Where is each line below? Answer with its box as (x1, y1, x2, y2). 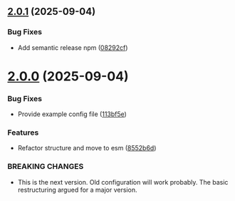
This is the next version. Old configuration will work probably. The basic (17, 177, 229, 186)
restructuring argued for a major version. (17, 185, 137, 194)
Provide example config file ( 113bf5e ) (17, 110, 127, 118)
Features (7, 128, 39, 138)
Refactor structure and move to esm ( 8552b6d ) (17, 144, 157, 153)
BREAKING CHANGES (7, 162, 84, 172)
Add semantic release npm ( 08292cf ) (17, 43, 128, 52)
